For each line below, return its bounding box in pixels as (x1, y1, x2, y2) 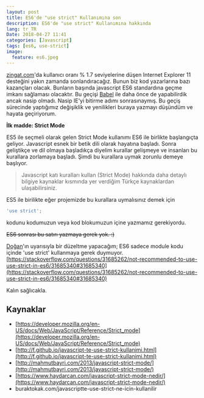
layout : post (6, 9, 40, 15)
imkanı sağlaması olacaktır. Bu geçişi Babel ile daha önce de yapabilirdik (6, 90, 188, 98)
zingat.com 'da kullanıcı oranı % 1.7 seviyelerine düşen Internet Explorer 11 (6, 71, 191, 78)
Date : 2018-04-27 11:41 (6, 32, 67, 38)
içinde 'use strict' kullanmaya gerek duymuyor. (6, 249, 124, 256)
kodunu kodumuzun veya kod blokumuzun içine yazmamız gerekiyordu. (6, 219, 186, 226)
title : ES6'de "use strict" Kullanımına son (6, 15, 121, 21)
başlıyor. (6, 159, 28, 166)
